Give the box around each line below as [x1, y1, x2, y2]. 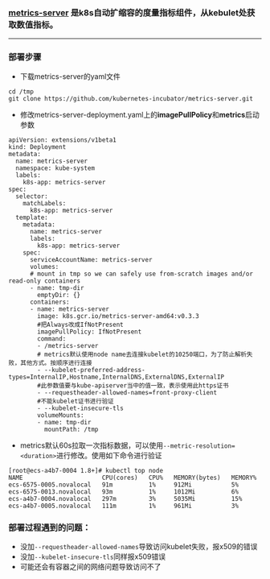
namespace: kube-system [15, 163, 95, 172]
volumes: [29, 263, 59, 271]
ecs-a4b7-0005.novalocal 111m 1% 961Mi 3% [8, 502, 239, 510]
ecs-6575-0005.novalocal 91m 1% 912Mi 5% [8, 481, 239, 489]
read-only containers [8, 276, 81, 285]
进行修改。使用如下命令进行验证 [55, 450, 162, 460]
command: [37, 334, 67, 343]
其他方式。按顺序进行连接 [19, 358, 92, 367]
